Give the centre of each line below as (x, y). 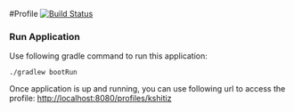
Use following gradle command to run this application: (108, 56)
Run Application (45, 36)
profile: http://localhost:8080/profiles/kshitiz (90, 99)
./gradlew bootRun (43, 72)
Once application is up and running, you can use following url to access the (147, 89)
